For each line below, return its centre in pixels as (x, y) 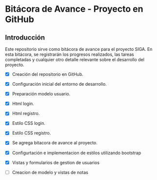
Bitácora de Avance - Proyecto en (74, 9)
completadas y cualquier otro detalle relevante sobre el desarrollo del (75, 59)
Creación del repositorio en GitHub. (48, 74)
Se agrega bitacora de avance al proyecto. (55, 143)
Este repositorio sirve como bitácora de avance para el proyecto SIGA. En (79, 49)
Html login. (23, 104)
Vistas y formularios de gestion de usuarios (56, 162)
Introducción (25, 37)
